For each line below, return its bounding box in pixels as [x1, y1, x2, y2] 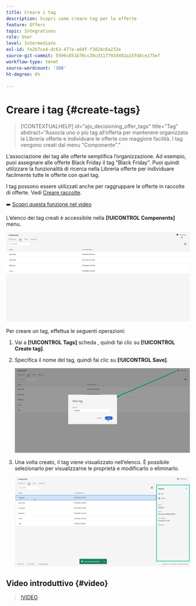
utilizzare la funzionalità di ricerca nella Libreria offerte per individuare [6, 165, 174, 172]
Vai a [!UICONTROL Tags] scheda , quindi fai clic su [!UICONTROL [14, 339, 175, 346]
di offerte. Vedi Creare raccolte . [6, 189, 82, 196]
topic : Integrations [6, 28, 57, 34]
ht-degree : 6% [6, 71, 41, 77]
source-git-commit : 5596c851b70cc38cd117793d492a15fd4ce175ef [6, 53, 160, 59]
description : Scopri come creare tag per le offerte [6, 15, 137, 22]
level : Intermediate [6, 40, 57, 46]
